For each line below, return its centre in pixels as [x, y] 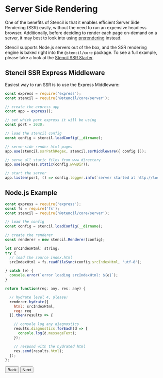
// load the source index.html [41, 258]
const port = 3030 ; [25, 125]
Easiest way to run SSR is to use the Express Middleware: [62, 85]
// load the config [25, 222]
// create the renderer [29, 235]
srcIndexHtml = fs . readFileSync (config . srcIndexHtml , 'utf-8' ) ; [76, 262]
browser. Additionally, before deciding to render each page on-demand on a [81, 33]
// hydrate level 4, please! [39, 297]
